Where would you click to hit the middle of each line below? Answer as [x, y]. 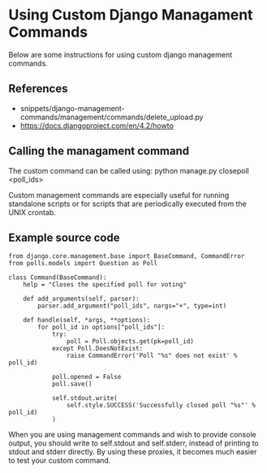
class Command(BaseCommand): [58, 277]
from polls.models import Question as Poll [83, 264]
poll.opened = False [86, 377]
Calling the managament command [99, 151]
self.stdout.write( [84, 398]
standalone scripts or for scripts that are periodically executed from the [128, 204]
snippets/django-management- [72, 108]
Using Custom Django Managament [131, 15]
